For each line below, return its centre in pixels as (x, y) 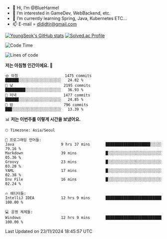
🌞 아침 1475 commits (49, 76)
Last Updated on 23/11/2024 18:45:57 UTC (49, 231)
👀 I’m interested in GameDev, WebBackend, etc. (61, 13)
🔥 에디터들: (16, 193)
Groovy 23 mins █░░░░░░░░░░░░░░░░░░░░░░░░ (83, 162)
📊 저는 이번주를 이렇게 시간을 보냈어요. (43, 119)
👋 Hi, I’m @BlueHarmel (36, 8)
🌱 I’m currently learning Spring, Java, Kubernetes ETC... (70, 18)
